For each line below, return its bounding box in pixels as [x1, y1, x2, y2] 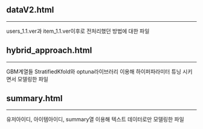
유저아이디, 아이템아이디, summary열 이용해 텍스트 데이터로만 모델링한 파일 [6, 116, 184, 123]
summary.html [6, 93, 63, 104]
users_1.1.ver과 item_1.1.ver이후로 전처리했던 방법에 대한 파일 [6, 27, 150, 35]
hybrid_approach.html [6, 45, 92, 56]
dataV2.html [6, 5, 54, 15]
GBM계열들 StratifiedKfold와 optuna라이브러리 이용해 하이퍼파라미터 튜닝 [6, 68, 181, 75]
